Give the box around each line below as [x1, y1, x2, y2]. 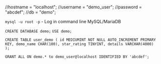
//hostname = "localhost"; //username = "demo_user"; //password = [5, 4, 142, 10]
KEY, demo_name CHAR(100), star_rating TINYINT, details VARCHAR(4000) [5, 42, 154, 47]
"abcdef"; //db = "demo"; [5, 9, 56, 15]
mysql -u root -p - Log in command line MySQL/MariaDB [5, 19, 121, 24]
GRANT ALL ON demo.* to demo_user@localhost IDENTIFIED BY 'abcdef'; [5, 54, 150, 59]
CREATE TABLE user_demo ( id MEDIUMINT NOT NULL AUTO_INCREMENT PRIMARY [5, 37, 156, 42]
